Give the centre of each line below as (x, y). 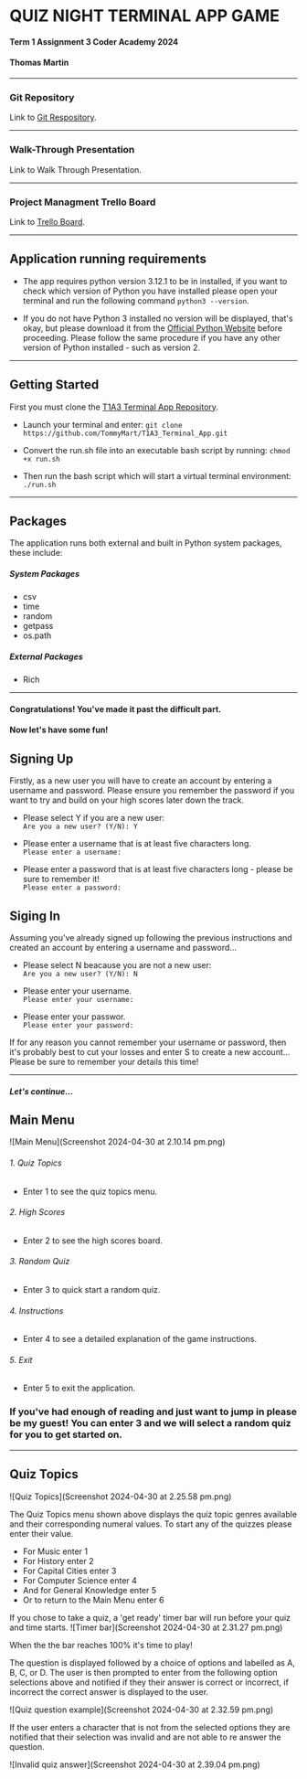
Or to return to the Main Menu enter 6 (93, 1600)
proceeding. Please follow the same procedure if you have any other (151, 337)
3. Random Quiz (40, 1262)
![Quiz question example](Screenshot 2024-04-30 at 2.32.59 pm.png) (142, 1710)
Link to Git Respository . (53, 117)
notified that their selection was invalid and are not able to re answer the (145, 1737)
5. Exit (21, 1359)
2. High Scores (37, 1212)
